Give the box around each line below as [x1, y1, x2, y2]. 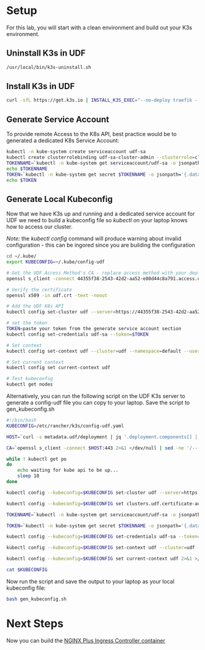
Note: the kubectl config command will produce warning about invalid [6, 235, 182, 242]
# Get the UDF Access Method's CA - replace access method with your [6, 270, 187, 276]
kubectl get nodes [6, 381, 53, 388]
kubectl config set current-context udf [6, 364, 111, 371]
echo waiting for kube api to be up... [17, 468, 119, 474]
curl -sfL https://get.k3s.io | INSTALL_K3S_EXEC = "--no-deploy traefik [6, 97, 192, 104]
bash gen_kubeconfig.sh [6, 596, 67, 602]
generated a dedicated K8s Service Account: [6, 137, 120, 144]
